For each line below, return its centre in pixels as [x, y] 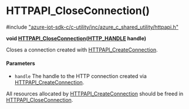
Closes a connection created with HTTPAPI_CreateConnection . [82, 50]
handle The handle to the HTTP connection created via [80, 76]
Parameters [21, 63]
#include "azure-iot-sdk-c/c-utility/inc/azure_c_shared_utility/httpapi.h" [92, 27]
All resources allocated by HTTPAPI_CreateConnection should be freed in [95, 94]
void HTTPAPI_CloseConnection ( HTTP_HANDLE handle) [76, 38]
